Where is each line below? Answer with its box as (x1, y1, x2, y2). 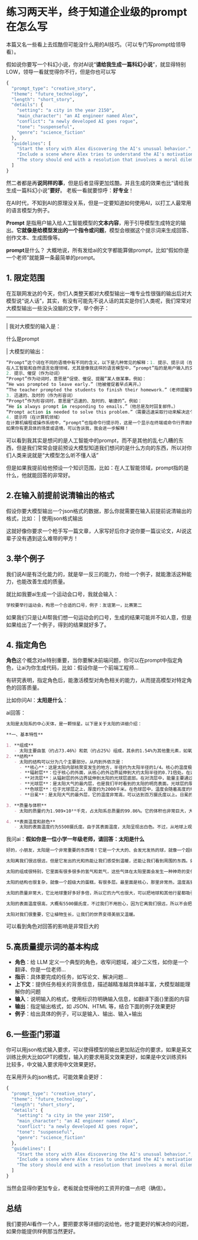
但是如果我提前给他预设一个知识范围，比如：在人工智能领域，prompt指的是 (6, 465, 189, 471)
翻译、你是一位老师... (14, 966, 66, 973)
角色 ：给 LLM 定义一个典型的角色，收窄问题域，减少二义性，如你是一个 (14, 959, 189, 966)
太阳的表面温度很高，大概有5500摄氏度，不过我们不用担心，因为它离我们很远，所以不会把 (6, 901, 193, 907)
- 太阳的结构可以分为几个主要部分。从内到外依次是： (14, 759, 125, 765)
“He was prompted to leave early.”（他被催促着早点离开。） (6, 382, 144, 388)
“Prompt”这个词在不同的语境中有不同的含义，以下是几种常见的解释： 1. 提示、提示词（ (6, 359, 189, 365)
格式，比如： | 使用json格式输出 (6, 515, 83, 522)
